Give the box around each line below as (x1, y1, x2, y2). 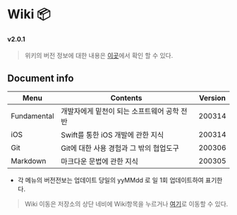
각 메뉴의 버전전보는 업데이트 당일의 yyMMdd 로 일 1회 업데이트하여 (17, 176, 205, 185)
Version (198, 93, 226, 103)
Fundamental (11, 111, 54, 121)
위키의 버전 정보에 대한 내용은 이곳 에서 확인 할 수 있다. (24, 51, 174, 60)
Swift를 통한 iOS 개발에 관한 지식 (61, 130, 164, 140)
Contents (110, 93, 142, 103)
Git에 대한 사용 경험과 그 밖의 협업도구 (61, 143, 180, 153)
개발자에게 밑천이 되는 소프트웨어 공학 (61, 106, 180, 116)
